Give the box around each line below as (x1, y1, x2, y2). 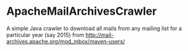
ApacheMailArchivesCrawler (6, 4, 157, 18)
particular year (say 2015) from (6, 31, 85, 38)
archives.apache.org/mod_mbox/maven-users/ (6, 37, 126, 45)
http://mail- (85, 31, 115, 38)
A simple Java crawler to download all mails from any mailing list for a (6, 25, 182, 32)
